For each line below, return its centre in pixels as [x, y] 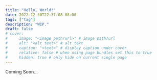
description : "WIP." [27, 24]
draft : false [19, 29]
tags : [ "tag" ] [20, 19]
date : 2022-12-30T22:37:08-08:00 [41, 15]
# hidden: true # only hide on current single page [66, 57]
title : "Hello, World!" [31, 10]
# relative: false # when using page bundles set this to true [79, 52]
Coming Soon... [22, 72]
